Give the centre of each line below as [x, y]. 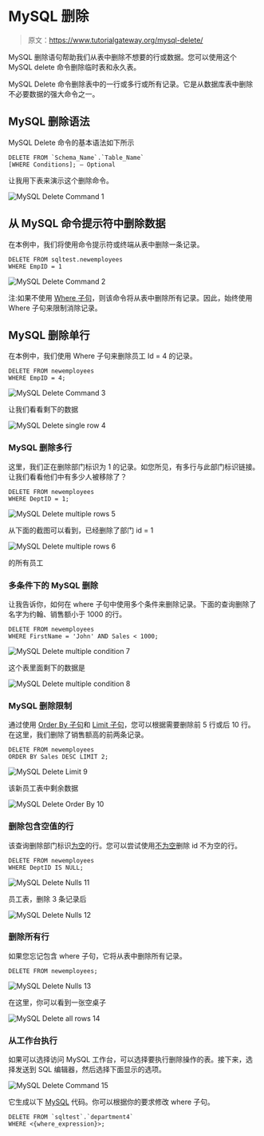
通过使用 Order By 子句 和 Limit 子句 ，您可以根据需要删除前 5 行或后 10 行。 [132, 725]
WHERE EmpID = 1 [35, 266]
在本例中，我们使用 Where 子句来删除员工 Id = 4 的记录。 [102, 356]
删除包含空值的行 [41, 827]
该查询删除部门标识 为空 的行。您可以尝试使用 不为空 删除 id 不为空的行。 [125, 845]
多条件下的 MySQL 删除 [53, 585]
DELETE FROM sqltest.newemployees [66, 259]
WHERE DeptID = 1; [39, 499]
